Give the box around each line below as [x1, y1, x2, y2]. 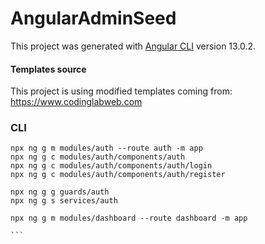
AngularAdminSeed [10, 7, 177, 30]
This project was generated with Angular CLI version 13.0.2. [10, 40, 257, 52]
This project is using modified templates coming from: [10, 85, 233, 97]
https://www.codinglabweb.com [10, 96, 143, 108]
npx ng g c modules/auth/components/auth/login [10, 161, 213, 171]
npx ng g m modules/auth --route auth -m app [10, 143, 203, 154]
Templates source [10, 63, 87, 75]
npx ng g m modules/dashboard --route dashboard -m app [10, 213, 248, 224]
